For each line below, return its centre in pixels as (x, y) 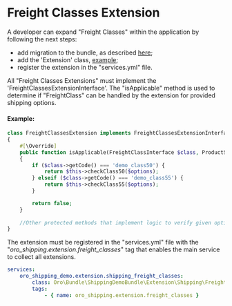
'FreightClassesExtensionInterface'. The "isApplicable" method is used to (111, 88)
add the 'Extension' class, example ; (68, 59)
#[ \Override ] (38, 146)
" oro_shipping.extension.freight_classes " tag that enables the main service (114, 249)
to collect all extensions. (41, 257)
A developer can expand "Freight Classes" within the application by (103, 32)
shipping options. (32, 102)
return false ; (52, 203)
